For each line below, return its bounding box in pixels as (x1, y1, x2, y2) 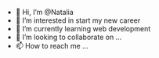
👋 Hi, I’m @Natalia (15, 8, 74, 16)
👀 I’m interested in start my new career (15, 16, 141, 25)
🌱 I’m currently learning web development (15, 24, 151, 33)
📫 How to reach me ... (15, 42, 89, 50)
